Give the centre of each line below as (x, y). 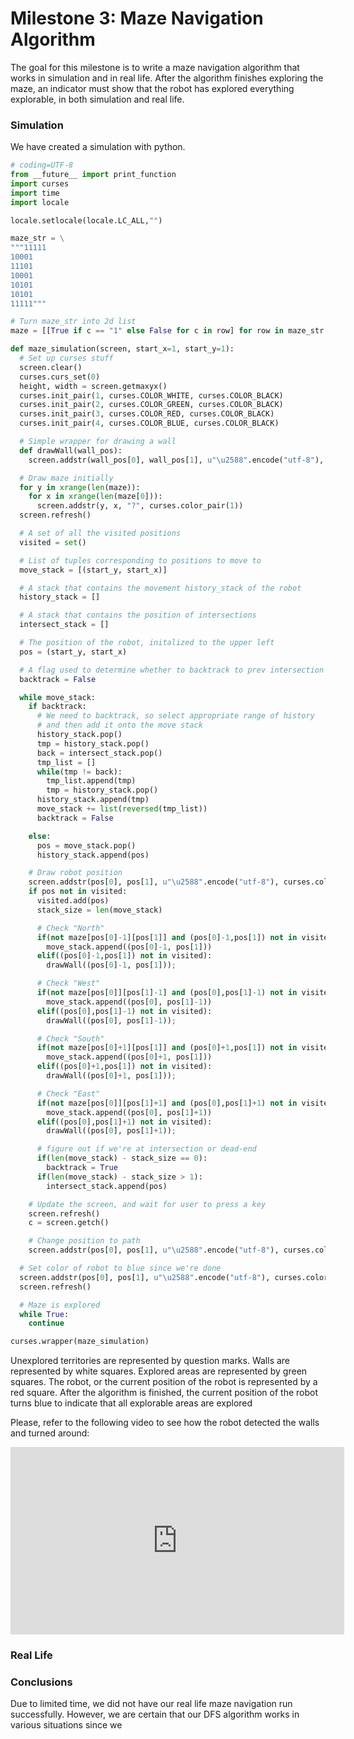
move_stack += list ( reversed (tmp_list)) (122, 809)
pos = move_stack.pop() (86, 845)
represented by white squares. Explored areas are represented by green (159, 1371)
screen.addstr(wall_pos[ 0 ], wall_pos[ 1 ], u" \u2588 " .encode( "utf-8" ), (176, 460)
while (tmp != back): (79, 772)
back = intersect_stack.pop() (99, 753)
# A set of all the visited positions (100, 533)
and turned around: (50, 1433)
